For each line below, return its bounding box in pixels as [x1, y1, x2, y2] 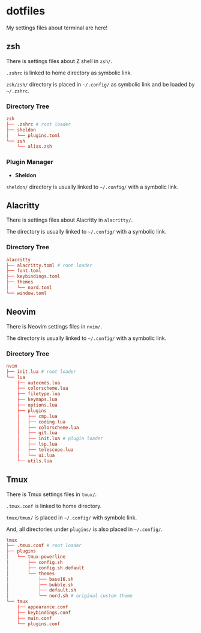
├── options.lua [17, 402, 58, 408]
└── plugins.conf [17, 620, 61, 627]
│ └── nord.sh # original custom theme [6, 593, 133, 599]
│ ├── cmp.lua [17, 413, 58, 419]
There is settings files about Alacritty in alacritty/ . [6, 216, 133, 223]
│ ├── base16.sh [6, 576, 74, 582]
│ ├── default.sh [6, 587, 77, 593]
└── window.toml [6, 290, 47, 296]
